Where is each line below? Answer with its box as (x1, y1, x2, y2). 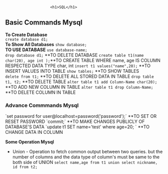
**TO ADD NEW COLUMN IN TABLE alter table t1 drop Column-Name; (5, 84, 154, 90)
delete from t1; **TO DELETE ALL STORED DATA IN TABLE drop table (5, 73, 154, 79)
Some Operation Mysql (5, 139, 54, 145)
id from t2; (12, 164, 38, 170)
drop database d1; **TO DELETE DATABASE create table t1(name (5, 52, 144, 58)
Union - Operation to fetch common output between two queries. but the (12, 148, 163, 155)
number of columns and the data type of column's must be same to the (12, 154, 160, 160)
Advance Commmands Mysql (5, 102, 79, 109)
